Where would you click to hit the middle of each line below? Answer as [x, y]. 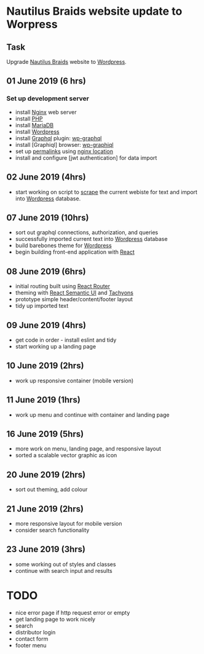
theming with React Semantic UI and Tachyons [74, 293]
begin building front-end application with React [75, 252]
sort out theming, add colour [51, 489]
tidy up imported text [42, 306]
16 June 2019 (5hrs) [45, 434]
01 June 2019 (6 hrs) [46, 81]
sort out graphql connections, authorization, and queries [87, 232]
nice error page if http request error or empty [73, 612]
